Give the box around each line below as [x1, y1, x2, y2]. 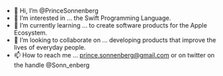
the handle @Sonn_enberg [13, 61, 90, 69]
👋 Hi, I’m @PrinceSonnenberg [13, 7, 99, 15]
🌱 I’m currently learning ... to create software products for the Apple [13, 21, 208, 29]
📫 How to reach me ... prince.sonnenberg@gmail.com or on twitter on [13, 51, 215, 59]
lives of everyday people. [13, 44, 87, 51]
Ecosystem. [13, 28, 48, 37]
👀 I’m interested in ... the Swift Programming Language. [13, 14, 172, 22]
